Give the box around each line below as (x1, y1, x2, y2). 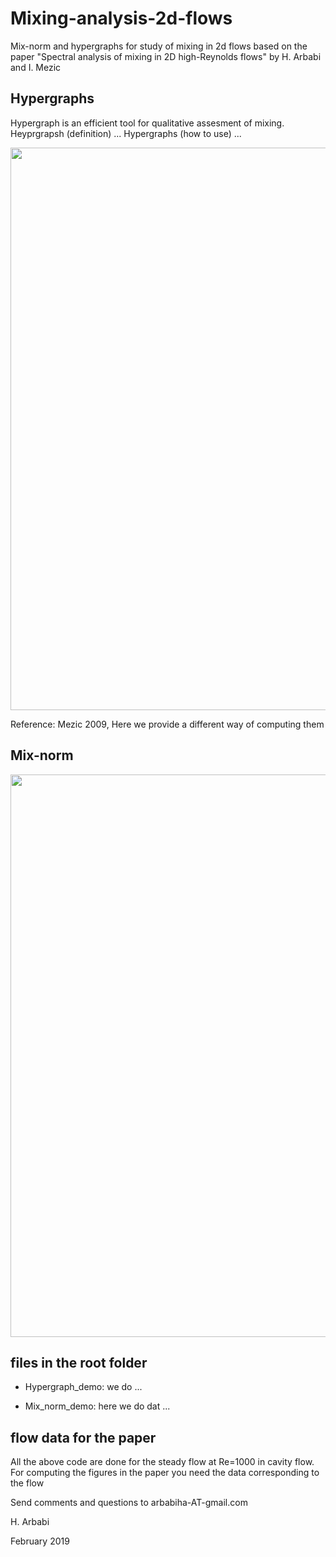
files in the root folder (10, 1354, 148, 1371)
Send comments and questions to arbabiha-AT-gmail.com (10, 1497, 248, 1509)
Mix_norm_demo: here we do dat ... (24, 1400, 171, 1412)
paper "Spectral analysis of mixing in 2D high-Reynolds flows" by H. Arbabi (10, 50, 322, 62)
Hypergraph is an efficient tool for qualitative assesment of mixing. (10, 117, 285, 129)
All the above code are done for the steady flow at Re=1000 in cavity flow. (10, 1456, 315, 1468)
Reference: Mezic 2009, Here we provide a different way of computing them (10, 718, 325, 730)
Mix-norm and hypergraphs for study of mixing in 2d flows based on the (10, 40, 308, 52)
